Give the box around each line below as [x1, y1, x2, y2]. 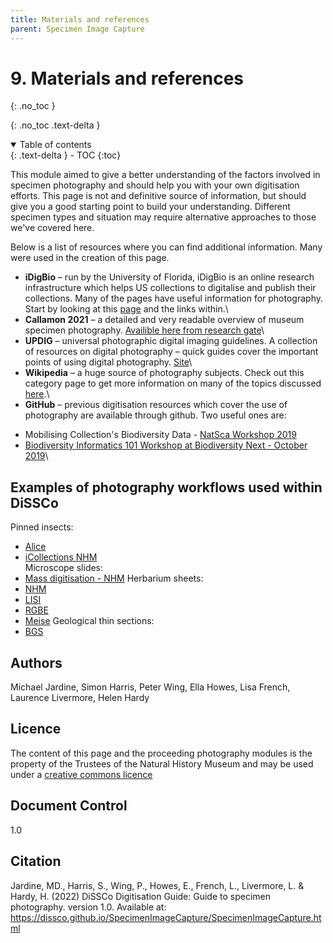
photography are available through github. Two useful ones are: [24, 409, 287, 421]
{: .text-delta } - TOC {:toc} [10, 149, 122, 161]
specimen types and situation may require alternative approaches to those [10, 211, 317, 223]
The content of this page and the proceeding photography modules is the [10, 747, 313, 759]
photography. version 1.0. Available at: [10, 901, 167, 913]
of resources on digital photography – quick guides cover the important [24, 346, 319, 358]
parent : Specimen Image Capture [10, 24, 145, 34]
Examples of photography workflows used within [10, 479, 323, 496]
